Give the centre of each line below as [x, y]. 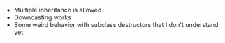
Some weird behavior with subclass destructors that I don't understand [116, 25]
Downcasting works [43, 17]
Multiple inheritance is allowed [58, 10]
